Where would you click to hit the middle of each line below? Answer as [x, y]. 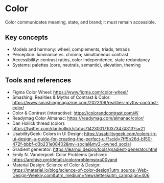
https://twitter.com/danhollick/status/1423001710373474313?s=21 [79, 128]
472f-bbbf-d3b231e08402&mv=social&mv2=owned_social [71, 144]
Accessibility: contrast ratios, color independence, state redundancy [81, 60]
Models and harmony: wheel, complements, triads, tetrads [71, 49]
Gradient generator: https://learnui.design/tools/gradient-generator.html [85, 149]
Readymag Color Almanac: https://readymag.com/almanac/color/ [78, 118]
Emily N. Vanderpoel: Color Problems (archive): [60, 154]
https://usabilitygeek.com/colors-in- [120, 134]
